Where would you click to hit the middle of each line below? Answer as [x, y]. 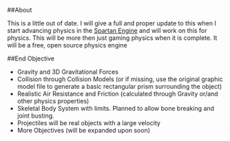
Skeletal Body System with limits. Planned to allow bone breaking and [116, 108]
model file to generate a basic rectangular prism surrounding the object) [119, 86]
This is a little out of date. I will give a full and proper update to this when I [112, 23]
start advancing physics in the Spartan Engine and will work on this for [107, 31]
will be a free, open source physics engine [67, 45]
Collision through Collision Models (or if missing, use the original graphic [120, 79]
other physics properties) [53, 101]
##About [20, 10]
